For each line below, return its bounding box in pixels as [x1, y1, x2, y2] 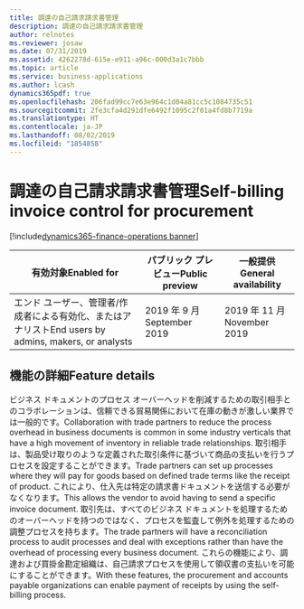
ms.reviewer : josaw [9, 38, 83, 48]
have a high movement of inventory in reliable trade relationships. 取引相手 [9, 437, 288, 448]
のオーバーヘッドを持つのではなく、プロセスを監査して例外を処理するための [9, 514, 295, 525]
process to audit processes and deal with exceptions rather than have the [9, 536, 283, 547]
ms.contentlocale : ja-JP [9, 123, 103, 132]
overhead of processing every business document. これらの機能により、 [9, 547, 280, 557]
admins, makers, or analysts [14, 335, 133, 348]
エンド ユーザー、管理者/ [14, 295, 119, 308]
